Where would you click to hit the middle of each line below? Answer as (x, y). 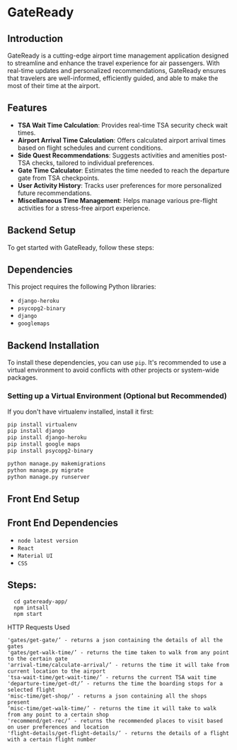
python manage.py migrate (45, 470)
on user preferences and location (58, 727)
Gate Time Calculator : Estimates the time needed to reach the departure (123, 170)
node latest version (48, 541)
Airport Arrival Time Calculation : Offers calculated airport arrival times (122, 140)
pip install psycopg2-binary (50, 451)
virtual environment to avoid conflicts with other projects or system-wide (113, 370)
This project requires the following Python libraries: (82, 287)
